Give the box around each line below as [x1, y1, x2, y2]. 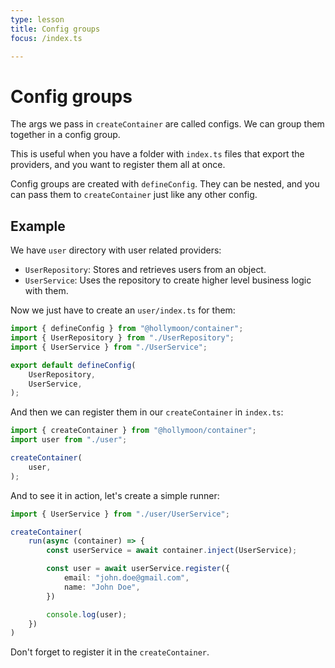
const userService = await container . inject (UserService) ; [46, 546, 298, 556]
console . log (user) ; [46, 609, 128, 620]
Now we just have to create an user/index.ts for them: [10, 304, 236, 316]
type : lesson [10, 14, 65, 25]
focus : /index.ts [10, 33, 83, 43]
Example [10, 217, 66, 235]
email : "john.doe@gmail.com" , [63, 573, 190, 583]
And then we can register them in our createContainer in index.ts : [10, 406, 284, 418]
